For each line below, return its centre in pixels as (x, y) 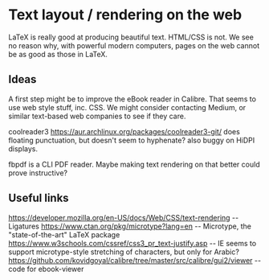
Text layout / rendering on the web (125, 15)
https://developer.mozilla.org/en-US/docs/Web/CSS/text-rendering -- (124, 217)
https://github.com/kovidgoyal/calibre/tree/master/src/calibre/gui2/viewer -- (135, 260)
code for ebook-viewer (46, 269)
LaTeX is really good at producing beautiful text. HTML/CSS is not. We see (131, 37)
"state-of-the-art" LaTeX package (64, 234)
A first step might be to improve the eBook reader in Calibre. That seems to (132, 99)
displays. (23, 148)
